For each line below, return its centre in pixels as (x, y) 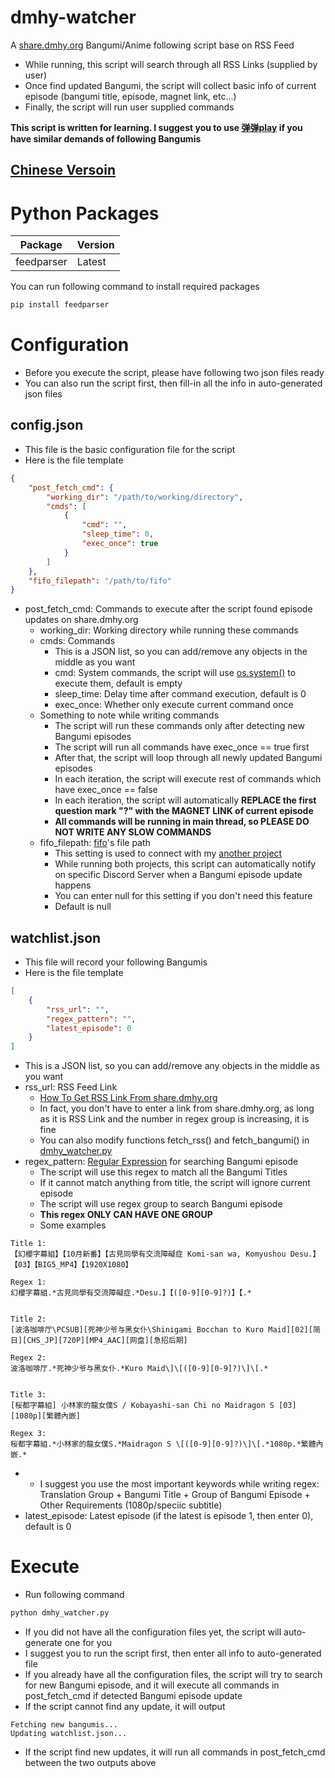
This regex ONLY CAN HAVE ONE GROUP (126, 1215)
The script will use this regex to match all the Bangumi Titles (163, 1172)
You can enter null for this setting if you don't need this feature (183, 896)
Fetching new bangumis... (64, 1725)
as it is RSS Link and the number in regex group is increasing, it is (174, 1119)
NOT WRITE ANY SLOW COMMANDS (133, 832)
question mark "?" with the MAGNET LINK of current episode (184, 811)
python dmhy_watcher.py (60, 1613)
